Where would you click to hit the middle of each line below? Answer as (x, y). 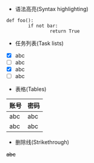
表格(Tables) (31, 89)
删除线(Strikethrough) (42, 142)
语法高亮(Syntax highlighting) (52, 9)
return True (65, 31)
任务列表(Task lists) (39, 43)
